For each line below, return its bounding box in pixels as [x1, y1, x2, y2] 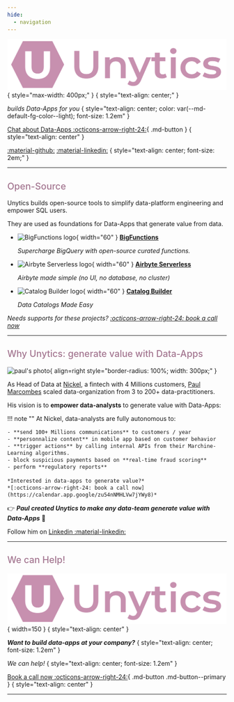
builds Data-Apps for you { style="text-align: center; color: [7, 104, 175, 113]
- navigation [13, 18, 52, 26]
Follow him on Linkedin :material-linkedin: [7, 527, 127, 536]
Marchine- [187, 442, 217, 449]
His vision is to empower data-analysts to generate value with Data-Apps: [7, 401, 221, 409]
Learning [7, 449, 33, 456]
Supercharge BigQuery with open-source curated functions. [17, 246, 191, 255]
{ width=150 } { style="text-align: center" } [7, 625, 129, 633]
